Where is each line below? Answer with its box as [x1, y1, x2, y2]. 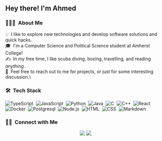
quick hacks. [5, 37, 32, 43]
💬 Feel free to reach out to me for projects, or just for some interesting [5, 68, 154, 75]
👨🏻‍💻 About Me [5, 19, 43, 27]
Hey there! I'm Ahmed [5, 4, 76, 13]
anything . [5, 63, 26, 69]
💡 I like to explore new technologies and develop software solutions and [5, 31, 157, 37]
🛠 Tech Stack [5, 87, 42, 94]
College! [5, 50, 23, 56]
